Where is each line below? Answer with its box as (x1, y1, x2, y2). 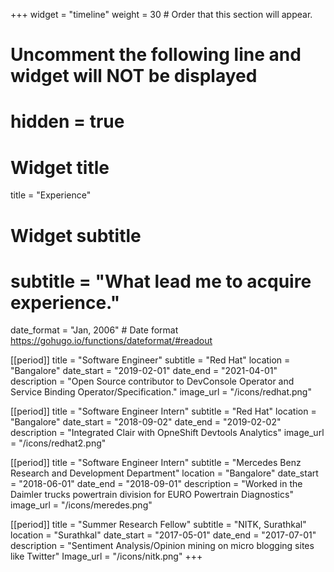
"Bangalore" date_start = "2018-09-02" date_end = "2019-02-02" (10, 416, 282, 428)
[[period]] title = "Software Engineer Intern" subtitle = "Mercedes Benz (10, 457, 302, 469)
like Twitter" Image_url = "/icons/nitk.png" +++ (10, 550, 203, 563)
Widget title (10, 156, 110, 179)
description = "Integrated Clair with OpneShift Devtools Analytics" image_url (10, 427, 325, 439)
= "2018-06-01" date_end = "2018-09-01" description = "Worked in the (10, 478, 303, 490)
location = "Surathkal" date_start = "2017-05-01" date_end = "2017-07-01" (10, 529, 317, 541)
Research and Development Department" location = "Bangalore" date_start (10, 467, 319, 479)
